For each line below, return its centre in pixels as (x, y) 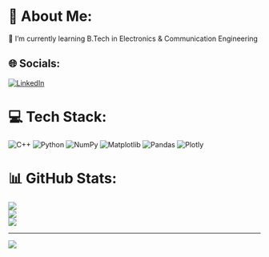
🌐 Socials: (34, 64)
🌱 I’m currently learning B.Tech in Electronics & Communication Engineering (133, 38)
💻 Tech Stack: (58, 116)
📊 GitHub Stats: (63, 178)
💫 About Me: (50, 16)
